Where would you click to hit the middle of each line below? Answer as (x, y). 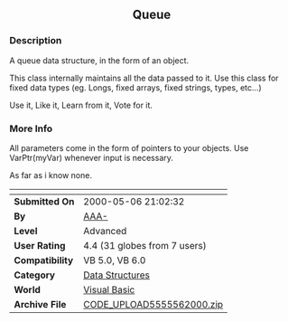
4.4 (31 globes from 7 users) (145, 245)
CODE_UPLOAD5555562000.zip (153, 304)
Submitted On (44, 201)
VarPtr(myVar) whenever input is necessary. (92, 157)
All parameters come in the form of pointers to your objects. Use (129, 147)
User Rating (40, 245)
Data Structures (117, 275)
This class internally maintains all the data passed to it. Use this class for (144, 78)
